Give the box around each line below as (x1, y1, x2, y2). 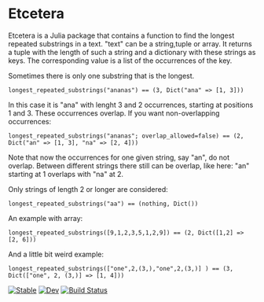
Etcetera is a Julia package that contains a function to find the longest (8, 31, 235, 40)
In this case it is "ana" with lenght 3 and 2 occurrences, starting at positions (8, 100, 254, 109)
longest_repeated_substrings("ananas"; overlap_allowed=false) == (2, (8, 131, 244, 140)
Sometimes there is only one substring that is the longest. (8, 71, 195, 80)
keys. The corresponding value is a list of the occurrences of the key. (8, 56, 233, 65)
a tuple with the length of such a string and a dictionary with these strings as (8, 47, 256, 57)
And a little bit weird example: (8, 249, 104, 259)
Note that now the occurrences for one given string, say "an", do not (8, 153, 230, 162)
